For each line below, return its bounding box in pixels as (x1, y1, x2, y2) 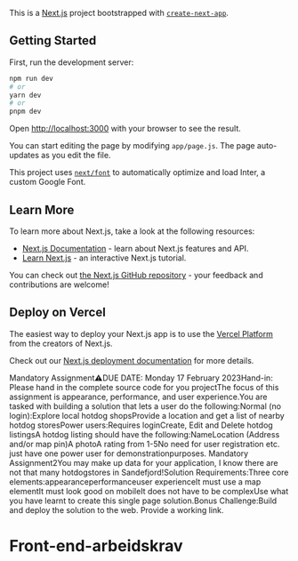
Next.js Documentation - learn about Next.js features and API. (21, 244, 249, 253)
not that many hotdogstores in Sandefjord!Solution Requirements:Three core (9, 467, 289, 477)
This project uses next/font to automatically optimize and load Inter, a (9, 167, 266, 178)
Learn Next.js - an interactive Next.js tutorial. (21, 252, 187, 263)
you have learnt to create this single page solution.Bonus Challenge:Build (9, 495, 278, 506)
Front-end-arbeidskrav (9, 536, 184, 556)
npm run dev (9, 74, 53, 83)
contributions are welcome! (9, 279, 109, 290)
